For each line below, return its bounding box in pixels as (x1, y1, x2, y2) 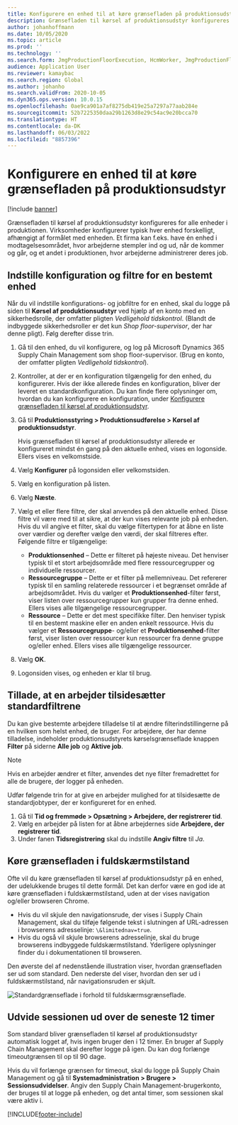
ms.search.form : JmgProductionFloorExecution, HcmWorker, (7, 57, 182, 64)
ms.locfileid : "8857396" (7, 135, 81, 143)
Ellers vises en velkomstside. (17, 452, 102, 460)
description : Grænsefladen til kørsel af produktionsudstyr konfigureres (7, 17, 230, 24)
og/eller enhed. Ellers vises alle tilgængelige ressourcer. (28, 641, 192, 650)
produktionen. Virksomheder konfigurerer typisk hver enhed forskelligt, (7, 226, 215, 235)
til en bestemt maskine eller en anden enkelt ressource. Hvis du (28, 619, 214, 627)
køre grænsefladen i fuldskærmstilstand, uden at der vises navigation (7, 889, 210, 897)
